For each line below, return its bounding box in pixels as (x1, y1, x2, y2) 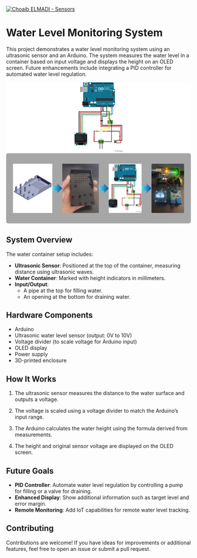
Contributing (6, 523, 54, 533)
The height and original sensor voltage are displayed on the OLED (14, 443, 174, 450)
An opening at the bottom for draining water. (23, 293, 131, 300)
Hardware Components (6, 310, 93, 320)
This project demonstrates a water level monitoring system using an (6, 45, 170, 52)
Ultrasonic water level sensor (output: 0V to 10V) (14, 332, 133, 339)
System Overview (6, 235, 73, 245)
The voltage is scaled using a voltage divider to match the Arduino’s (14, 407, 179, 415)
